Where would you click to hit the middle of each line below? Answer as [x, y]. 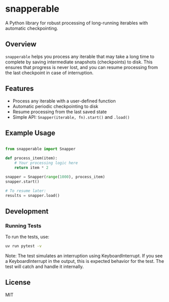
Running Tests [23, 225]
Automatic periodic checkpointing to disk [55, 106]
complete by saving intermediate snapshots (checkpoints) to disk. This [79, 62]
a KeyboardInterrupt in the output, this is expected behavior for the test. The [85, 261]
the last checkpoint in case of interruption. [49, 73]
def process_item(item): [31, 158]
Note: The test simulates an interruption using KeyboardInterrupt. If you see [84, 256]
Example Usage [30, 133]
